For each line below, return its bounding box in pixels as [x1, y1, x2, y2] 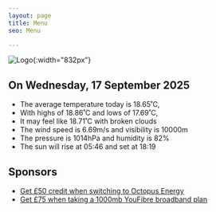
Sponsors [8, 165, 57, 179]
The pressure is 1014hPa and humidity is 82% [19, 133, 170, 143]
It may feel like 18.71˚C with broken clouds [19, 116, 157, 126]
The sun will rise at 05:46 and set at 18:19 [19, 142, 157, 151]
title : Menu [8, 19, 48, 27]
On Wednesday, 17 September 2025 [8, 78, 190, 92]
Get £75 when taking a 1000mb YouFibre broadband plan [19, 194, 208, 204]
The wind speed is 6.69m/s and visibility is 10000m [19, 125, 189, 135]
